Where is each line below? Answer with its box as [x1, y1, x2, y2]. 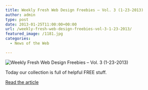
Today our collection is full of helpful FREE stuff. [5, 69, 107, 75]
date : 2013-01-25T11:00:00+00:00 [5, 21, 77, 27]
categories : [5, 36, 31, 41]
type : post [5, 17, 29, 22]
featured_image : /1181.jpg [5, 31, 63, 36]
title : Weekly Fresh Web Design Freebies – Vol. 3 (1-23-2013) [5, 7, 144, 13]
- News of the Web [10, 41, 50, 46]
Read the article [5, 79, 39, 85]
